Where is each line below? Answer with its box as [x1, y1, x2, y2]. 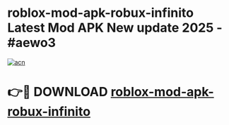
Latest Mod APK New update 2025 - [7, 20, 223, 36]
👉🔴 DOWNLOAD [7, 84, 108, 100]
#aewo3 [7, 35, 57, 51]
